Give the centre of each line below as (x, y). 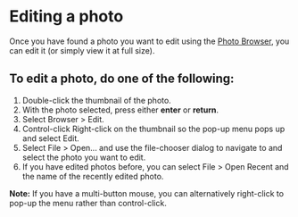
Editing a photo (66, 17)
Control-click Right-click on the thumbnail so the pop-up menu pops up (153, 129)
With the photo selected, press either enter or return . (120, 110)
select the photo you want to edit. (84, 157)
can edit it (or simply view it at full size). (82, 50)
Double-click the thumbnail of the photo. (96, 100)
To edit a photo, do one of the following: (122, 79)
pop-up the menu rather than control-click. (88, 203)
